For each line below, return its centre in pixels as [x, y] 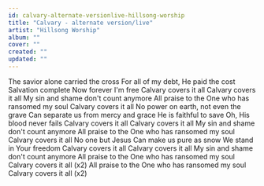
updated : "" [28, 60]
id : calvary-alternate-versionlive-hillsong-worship [97, 15]
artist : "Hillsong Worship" [54, 30]
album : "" [24, 37]
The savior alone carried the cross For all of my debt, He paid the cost [122, 81]
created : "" [28, 52]
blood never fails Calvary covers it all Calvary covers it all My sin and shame [132, 123]
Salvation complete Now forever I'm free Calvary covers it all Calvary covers [132, 89]
